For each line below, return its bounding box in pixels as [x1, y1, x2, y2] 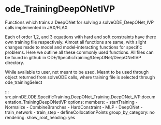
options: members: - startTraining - [67, 99, 138, 105]
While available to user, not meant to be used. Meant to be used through [5, 69, 149, 75]
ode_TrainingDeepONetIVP [5, 3, 115, 15]
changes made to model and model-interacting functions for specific [5, 44, 142, 50]
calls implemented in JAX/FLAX [5, 24, 68, 30]
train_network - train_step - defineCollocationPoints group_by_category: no [5, 109, 155, 115]
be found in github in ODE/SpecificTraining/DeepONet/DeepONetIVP [5, 54, 142, 60]
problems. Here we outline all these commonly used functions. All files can [5, 49, 154, 55]
